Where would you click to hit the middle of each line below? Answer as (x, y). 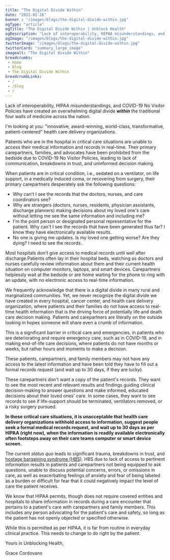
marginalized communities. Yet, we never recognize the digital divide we (81, 295)
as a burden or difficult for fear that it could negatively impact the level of (82, 481)
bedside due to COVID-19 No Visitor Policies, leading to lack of (71, 158)
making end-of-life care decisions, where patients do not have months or (82, 343)
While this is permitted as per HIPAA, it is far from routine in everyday (78, 528)
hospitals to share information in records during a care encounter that (78, 501)
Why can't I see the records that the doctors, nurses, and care (78, 194)
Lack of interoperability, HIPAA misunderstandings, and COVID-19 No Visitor (85, 105)
